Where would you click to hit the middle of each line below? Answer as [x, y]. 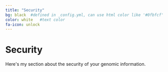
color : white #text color [35, 20]
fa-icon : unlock [23, 24]
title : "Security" [25, 10]
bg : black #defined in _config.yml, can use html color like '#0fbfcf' [85, 15]
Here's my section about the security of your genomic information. [76, 64]
